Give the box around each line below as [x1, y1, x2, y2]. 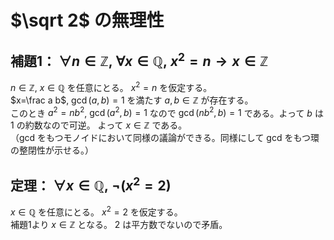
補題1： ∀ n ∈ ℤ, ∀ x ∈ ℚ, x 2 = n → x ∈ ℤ [10, 49, 269, 70]
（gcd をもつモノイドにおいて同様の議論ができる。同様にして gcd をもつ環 [10, 132, 320, 144]
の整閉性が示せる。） [10, 144, 94, 156]
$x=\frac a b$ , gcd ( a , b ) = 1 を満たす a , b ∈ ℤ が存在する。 [10, 94, 254, 106]
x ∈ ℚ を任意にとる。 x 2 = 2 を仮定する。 [10, 204, 183, 218]
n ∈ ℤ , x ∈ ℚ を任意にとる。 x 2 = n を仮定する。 [10, 80, 213, 93]
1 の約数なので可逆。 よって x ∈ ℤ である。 [10, 119, 188, 131]
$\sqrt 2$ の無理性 [10, 9, 165, 32]
